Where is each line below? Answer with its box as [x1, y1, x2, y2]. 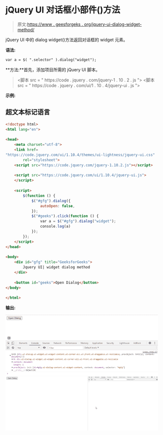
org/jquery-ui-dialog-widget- [84, 21, 142, 27]
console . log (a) [40, 224, 71, 229]
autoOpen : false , [40, 203, 75, 208]
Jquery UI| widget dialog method [23, 265, 90, 270]
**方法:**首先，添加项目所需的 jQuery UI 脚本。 [5, 66, 100, 73]
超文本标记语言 [5, 108, 50, 116]
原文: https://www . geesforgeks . [17, 21, 83, 27]
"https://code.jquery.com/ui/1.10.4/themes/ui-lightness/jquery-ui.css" [5, 152, 155, 157]
